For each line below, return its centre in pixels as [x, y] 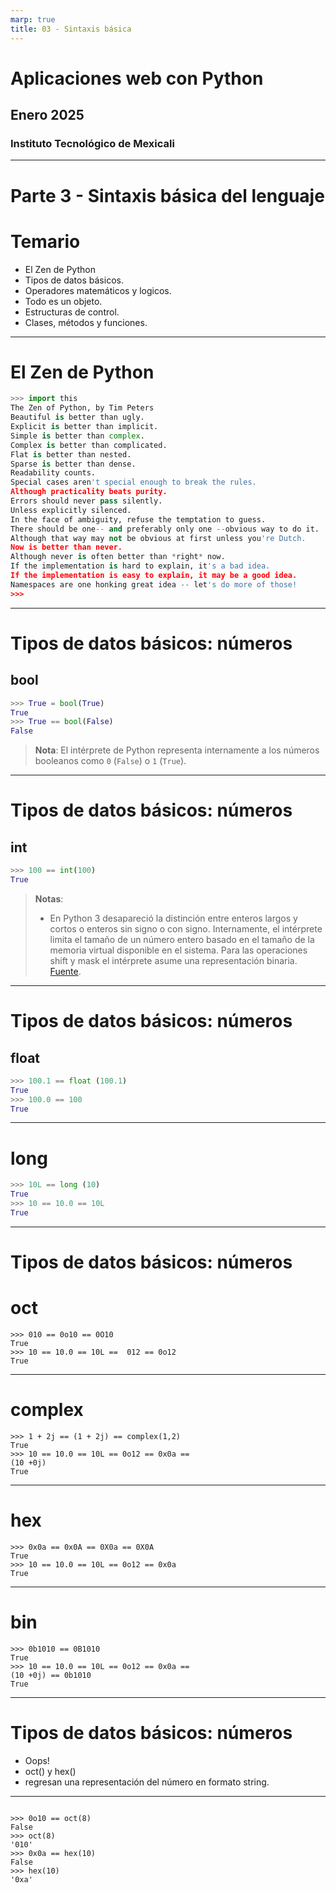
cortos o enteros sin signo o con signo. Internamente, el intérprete [186, 928]
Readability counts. [53, 473]
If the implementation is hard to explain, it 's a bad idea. [140, 566]
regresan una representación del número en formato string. [147, 1782]
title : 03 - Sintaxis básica [71, 29]
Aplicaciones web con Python [137, 78]
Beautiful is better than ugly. [77, 417]
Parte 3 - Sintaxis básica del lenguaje [167, 195]
